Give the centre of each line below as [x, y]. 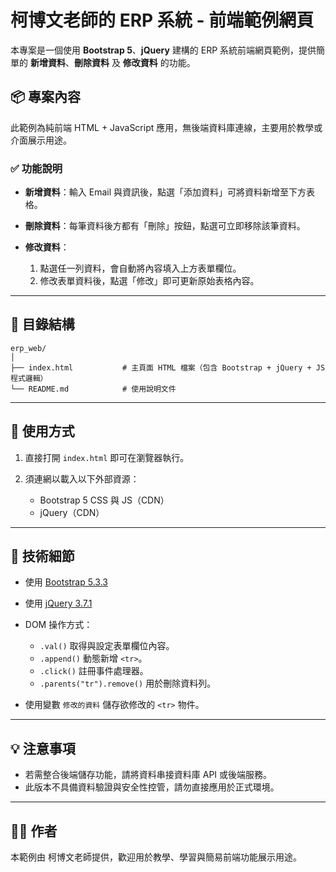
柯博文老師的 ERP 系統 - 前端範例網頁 [162, 20]
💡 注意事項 [43, 748]
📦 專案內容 [46, 97]
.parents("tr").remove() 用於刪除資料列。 [128, 683]
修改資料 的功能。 [159, 62]
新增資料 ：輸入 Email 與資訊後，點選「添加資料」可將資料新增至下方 [165, 192]
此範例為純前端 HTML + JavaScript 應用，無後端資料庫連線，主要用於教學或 [166, 127]
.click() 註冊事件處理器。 [94, 671]
